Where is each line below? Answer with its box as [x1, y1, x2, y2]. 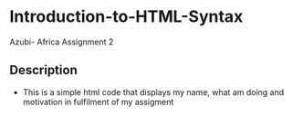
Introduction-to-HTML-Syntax [9, 6, 244, 27]
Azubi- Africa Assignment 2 [9, 36, 114, 47]
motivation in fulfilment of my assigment [22, 96, 174, 107]
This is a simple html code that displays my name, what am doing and [22, 86, 285, 97]
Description [9, 63, 78, 78]
